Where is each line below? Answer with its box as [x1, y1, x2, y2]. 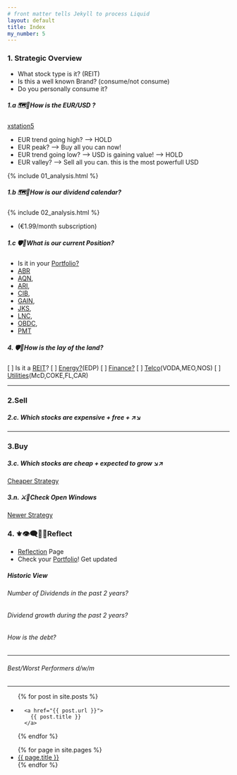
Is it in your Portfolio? [17, 259, 80, 268]
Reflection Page [17, 548, 64, 556]
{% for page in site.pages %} [17, 746, 102, 755]
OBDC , [17, 319, 38, 328]
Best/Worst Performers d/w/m [7, 663, 95, 672]
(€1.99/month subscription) [17, 222, 97, 230]
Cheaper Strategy [7, 477, 59, 485]
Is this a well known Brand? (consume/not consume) [17, 77, 170, 85]
